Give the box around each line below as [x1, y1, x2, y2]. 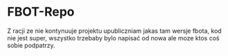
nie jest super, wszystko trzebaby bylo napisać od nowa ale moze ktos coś [7, 33, 220, 42]
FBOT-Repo [7, 4, 75, 20]
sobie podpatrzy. [7, 41, 55, 49]
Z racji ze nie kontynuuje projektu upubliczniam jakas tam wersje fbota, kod [7, 27, 222, 35]
